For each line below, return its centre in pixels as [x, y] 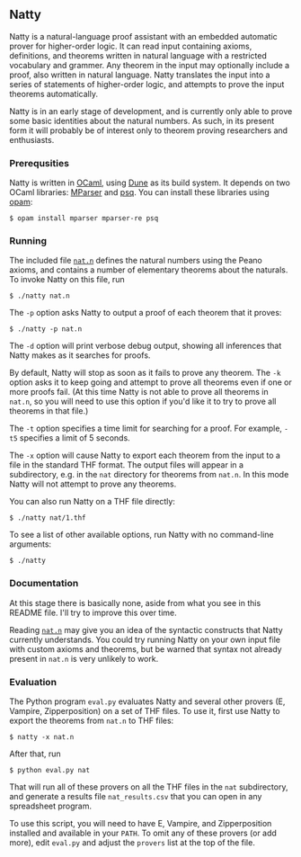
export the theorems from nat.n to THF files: [92, 720]
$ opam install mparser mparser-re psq [84, 219]
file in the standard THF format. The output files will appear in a [127, 465]
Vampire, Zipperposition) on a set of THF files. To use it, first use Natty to [145, 711]
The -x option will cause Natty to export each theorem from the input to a [145, 455]
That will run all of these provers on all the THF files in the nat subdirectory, [149, 787]
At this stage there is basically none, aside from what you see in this [135, 603]
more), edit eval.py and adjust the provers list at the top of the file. [133, 843]
